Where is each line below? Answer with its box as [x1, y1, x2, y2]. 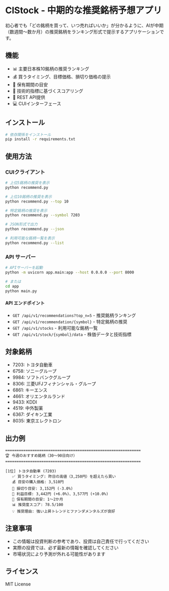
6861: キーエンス [12, 387, 48, 393]
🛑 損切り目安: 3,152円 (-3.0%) [12, 486, 73, 491]
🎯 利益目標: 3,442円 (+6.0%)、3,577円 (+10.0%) [12, 492, 108, 497]
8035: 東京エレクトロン [12, 418, 62, 424]
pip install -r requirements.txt [5, 137, 76, 142]
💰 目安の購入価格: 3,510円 [12, 480, 64, 485]
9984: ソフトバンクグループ [12, 374, 71, 380]
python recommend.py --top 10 [5, 199, 69, 204]
